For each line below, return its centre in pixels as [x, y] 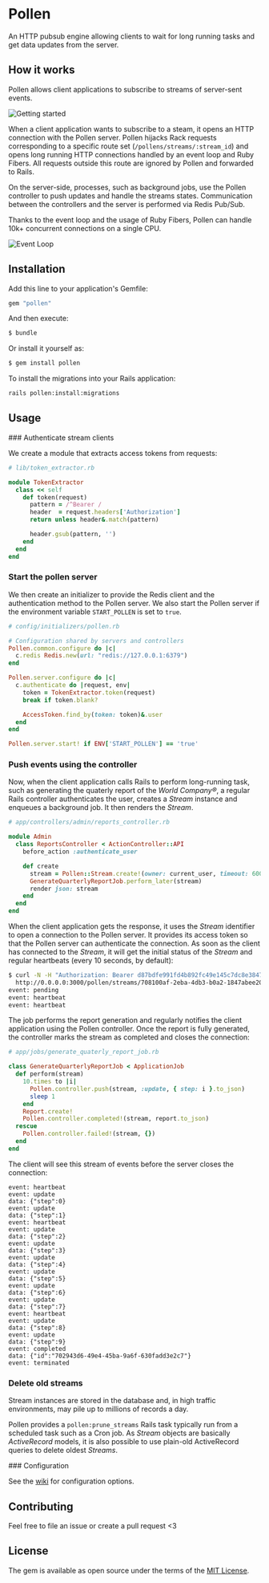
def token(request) [55, 497]
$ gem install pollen [44, 363]
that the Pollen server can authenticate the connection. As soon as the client [134, 943]
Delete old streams [46, 1383]
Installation [37, 269]
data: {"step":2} [37, 1236]
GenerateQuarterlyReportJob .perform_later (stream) [116, 881]
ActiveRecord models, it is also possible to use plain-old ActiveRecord [124, 1442]
